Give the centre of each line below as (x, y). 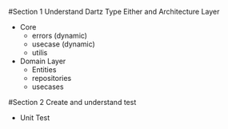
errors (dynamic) (60, 36)
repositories (52, 78)
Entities (44, 70)
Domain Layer (43, 61)
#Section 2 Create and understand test (72, 102)
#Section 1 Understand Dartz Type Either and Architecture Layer (114, 12)
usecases (48, 87)
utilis (40, 52)
